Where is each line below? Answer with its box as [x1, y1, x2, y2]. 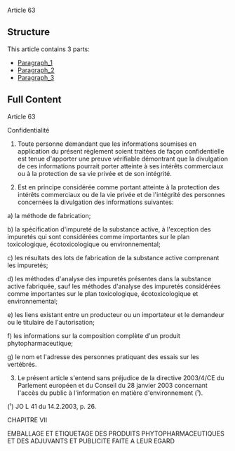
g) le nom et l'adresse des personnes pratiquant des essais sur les [7, 352, 200, 361]
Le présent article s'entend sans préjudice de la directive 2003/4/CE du [17, 373, 224, 382]
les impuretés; [7, 261, 48, 269]
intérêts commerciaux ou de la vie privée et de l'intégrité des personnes [17, 190, 226, 198]
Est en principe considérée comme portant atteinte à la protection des [17, 182, 220, 191]
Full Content [7, 94, 62, 106]
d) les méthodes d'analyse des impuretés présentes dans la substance [7, 274, 212, 283]
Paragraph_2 [17, 66, 55, 74]
